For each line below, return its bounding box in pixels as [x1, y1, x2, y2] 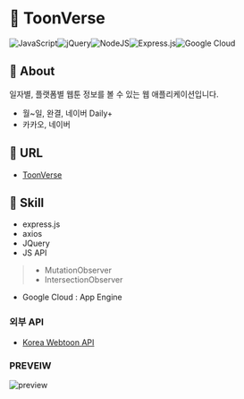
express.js [21, 219, 61, 230]
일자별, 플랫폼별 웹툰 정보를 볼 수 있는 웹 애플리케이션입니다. [9, 89, 219, 100]
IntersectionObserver [44, 274, 123, 285]
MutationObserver [44, 265, 113, 276]
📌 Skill [9, 195, 45, 210]
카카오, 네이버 [21, 118, 72, 129]
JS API [21, 247, 47, 258]
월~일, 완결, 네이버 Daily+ [21, 108, 114, 118]
